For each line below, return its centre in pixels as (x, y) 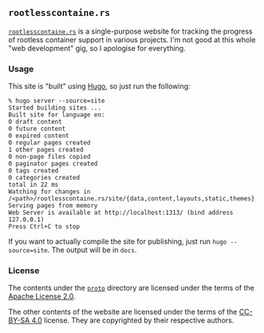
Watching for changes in (49, 192)
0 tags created (33, 171)
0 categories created (44, 178)
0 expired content (39, 136)
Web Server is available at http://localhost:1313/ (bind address (121, 213)
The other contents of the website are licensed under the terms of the (123, 312)
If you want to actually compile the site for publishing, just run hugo (118, 242)
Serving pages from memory (53, 206)
